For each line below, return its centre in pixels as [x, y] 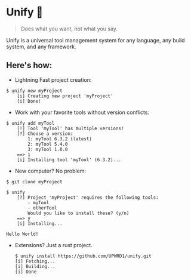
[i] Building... [35, 266]
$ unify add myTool [30, 123]
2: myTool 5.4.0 [48, 144]
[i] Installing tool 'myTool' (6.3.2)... [69, 160]
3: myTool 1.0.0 [48, 149]
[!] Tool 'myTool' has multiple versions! [70, 128]
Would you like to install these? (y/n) [78, 213]
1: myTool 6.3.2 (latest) [60, 139]
